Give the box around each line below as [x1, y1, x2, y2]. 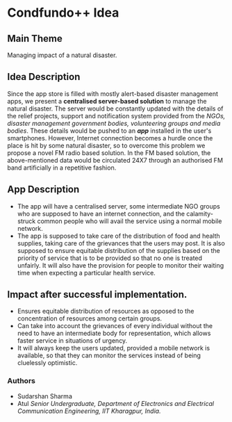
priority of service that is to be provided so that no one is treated [17, 254, 203, 262]
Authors [7, 376, 36, 386]
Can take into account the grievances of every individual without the [17, 322, 213, 330]
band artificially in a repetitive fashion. [7, 163, 117, 172]
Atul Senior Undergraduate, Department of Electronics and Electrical [17, 399, 214, 407]
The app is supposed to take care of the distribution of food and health [17, 232, 220, 240]
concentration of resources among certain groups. [17, 314, 162, 323]
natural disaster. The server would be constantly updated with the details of [7, 104, 224, 113]
